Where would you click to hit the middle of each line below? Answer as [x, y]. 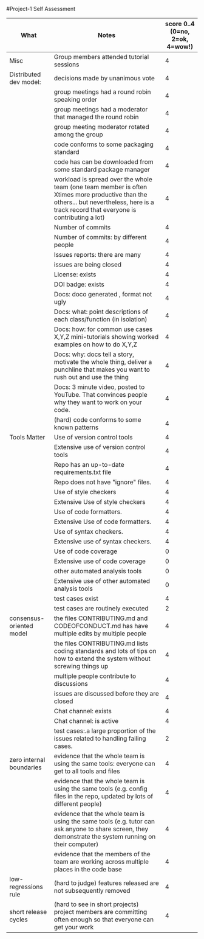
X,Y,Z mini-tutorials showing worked [106, 337]
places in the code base [88, 869]
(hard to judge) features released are [106, 883]
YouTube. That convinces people [100, 395]
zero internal [27, 760]
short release [28, 912]
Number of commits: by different [100, 237]
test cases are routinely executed [101, 608]
